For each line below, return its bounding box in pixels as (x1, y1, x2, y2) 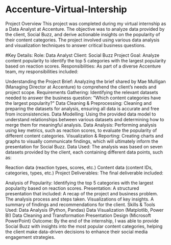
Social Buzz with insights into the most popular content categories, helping (5, 223, 163, 229)
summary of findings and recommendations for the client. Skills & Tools (5, 201, 156, 208)
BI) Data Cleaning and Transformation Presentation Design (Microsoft (5, 212, 152, 218)
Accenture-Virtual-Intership (5, 4, 128, 15)
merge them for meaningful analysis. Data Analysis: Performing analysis (5, 122, 157, 128)
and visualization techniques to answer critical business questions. (5, 42, 146, 48)
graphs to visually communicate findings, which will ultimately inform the (5, 138, 158, 144)
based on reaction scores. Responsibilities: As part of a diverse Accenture (5, 63, 161, 69)
